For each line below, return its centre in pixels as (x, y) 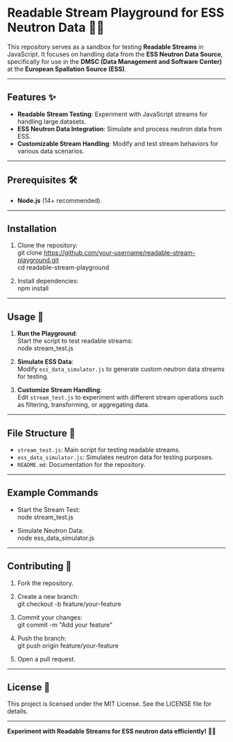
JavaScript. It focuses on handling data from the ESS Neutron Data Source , (115, 54)
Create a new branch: (48, 596)
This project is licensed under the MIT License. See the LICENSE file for (110, 704)
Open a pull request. (46, 659)
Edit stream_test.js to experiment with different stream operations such (120, 397)
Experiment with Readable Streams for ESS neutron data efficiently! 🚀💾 (112, 732)
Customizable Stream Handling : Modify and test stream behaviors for (118, 143)
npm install (33, 288)
